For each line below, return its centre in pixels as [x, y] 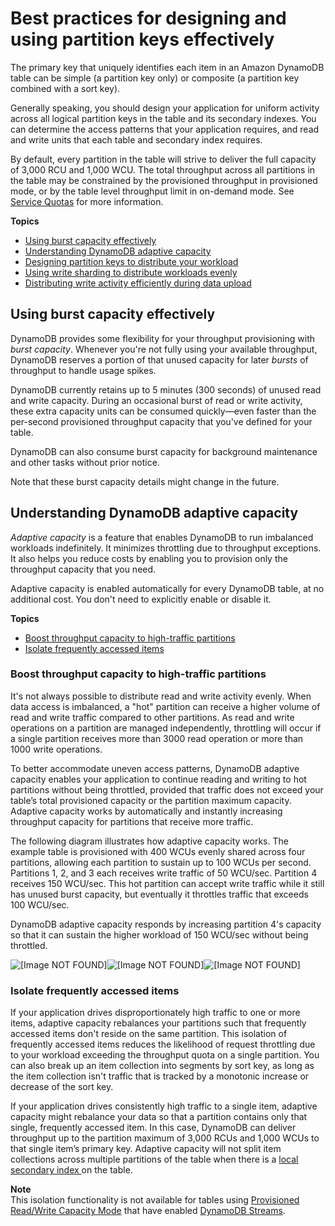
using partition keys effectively [142, 39]
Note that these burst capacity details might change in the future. [145, 481]
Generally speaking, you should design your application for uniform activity [165, 108]
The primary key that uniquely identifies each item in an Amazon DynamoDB [167, 67]
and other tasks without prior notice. [85, 462]
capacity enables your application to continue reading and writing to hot [158, 779]
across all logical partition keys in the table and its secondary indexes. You [163, 118]
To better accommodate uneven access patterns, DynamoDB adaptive [155, 768]
